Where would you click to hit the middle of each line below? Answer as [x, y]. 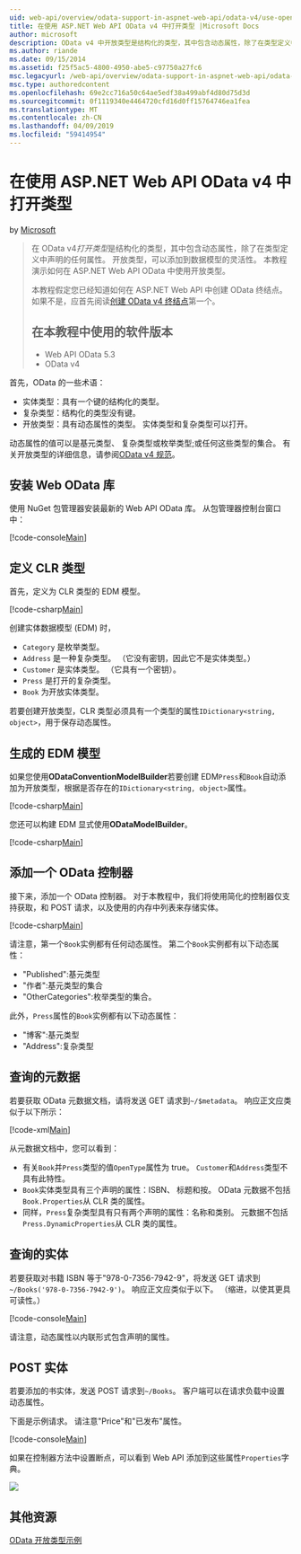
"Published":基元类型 [61, 974]
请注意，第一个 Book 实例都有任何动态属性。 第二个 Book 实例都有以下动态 [140, 943]
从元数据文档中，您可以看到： [64, 1148]
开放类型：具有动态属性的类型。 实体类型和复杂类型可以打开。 [137, 424]
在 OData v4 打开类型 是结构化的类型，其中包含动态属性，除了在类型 [155, 248]
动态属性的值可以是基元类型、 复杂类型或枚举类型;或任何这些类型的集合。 [145, 443]
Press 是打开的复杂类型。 [69, 681]
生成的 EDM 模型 [55, 753]
